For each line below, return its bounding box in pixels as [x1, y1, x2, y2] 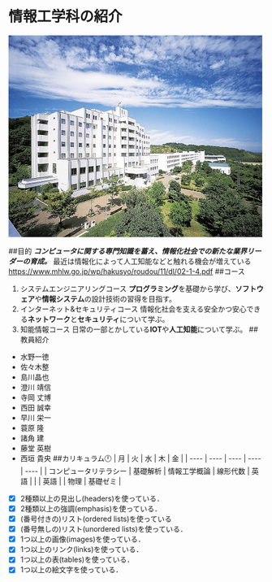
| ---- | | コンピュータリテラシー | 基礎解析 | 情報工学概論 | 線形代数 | [19, 466, 250, 476]
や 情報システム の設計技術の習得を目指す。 [34, 293, 176, 303]
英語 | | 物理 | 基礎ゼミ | [42, 476, 122, 486]
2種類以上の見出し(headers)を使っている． [19, 493, 164, 503]
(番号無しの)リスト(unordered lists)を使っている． [19, 524, 188, 534]
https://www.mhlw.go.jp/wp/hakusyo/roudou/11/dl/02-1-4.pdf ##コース [8, 266, 245, 276]
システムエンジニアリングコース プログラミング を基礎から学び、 [19, 284, 235, 293]
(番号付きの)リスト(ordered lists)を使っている [19, 514, 172, 524]
